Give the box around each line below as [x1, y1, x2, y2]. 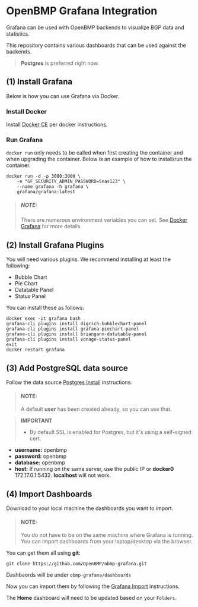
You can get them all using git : [6, 549, 81, 556]
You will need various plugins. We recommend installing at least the [6, 256, 171, 263]
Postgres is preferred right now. [20, 59, 100, 67]
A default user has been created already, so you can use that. [20, 405, 172, 413]
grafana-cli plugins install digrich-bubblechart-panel [6, 321, 147, 327]
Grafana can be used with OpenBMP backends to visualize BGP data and [6, 24, 185, 31]
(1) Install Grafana [6, 77, 73, 87]
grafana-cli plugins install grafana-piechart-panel [6, 326, 139, 332]
